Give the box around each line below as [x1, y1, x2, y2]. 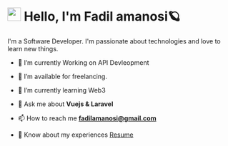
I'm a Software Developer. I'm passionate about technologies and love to [7, 36, 221, 46]
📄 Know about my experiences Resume [17, 130, 134, 139]
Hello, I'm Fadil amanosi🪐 [24, 9, 181, 25]
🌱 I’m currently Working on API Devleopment [17, 58, 149, 67]
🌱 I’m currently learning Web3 [17, 85, 106, 94]
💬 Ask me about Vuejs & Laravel [17, 100, 114, 108]
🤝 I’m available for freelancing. [17, 72, 107, 80]
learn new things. [7, 44, 59, 53]
